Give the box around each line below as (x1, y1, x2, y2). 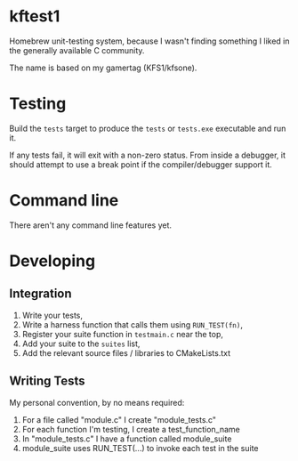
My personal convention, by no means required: (9, 397, 185, 408)
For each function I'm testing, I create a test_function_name (21, 424, 240, 434)
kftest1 (9, 6, 60, 27)
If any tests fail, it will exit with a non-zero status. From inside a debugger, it (9, 150, 286, 160)
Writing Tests (9, 374, 86, 389)
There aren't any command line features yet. (9, 220, 172, 230)
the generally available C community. (9, 44, 145, 55)
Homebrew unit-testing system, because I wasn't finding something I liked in (9, 36, 290, 46)
